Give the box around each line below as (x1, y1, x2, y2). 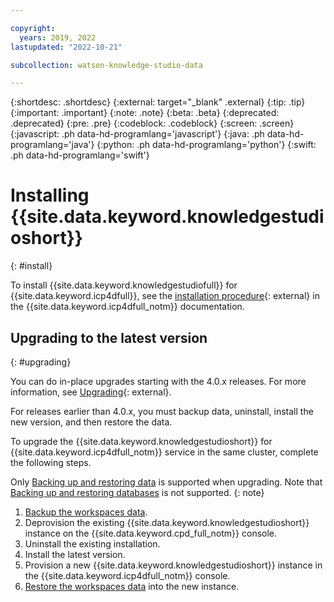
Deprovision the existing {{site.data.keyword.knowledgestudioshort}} (24, 517, 310, 528)
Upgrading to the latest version (10, 329, 208, 346)
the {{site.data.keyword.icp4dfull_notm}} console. (24, 570, 231, 581)
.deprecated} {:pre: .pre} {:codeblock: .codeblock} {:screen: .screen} (10, 117, 295, 130)
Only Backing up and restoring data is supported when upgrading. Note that (10, 476, 323, 488)
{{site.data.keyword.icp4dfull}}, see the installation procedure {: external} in (10, 290, 320, 302)
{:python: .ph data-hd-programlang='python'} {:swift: (96, 139, 317, 151)
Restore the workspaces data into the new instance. (24, 581, 240, 592)
